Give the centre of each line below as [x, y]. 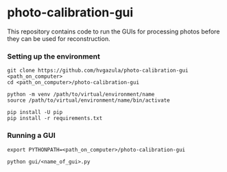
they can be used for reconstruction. [59, 38]
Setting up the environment [54, 56]
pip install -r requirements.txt [55, 118]
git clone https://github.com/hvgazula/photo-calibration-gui [98, 71]
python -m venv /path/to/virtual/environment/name [81, 95]
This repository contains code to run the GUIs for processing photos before [113, 31]
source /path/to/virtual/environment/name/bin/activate [88, 100]
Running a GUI [32, 136]
